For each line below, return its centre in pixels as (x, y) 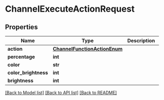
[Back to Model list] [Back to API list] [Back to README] (61, 93)
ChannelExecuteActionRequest (70, 9)
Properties (21, 27)
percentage (21, 57)
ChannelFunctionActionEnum (88, 49)
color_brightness (28, 73)
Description (141, 41)
